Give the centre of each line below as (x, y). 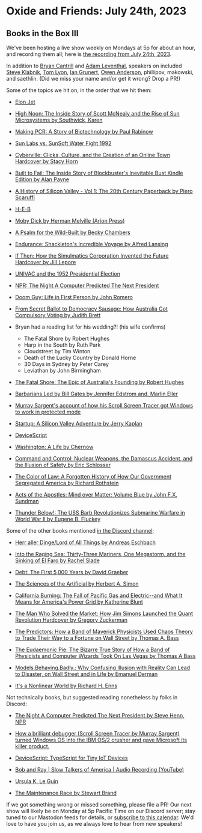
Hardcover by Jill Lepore (45, 262)
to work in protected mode (48, 412)
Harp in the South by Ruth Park (62, 345)
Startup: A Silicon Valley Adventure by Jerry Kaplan (78, 423)
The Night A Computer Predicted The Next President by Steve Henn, (99, 715)
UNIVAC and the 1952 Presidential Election (68, 274)
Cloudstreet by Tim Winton (57, 351)
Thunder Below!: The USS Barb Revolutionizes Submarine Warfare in (100, 512)
